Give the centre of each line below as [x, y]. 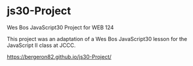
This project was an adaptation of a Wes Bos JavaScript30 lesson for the [97, 39]
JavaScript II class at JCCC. [41, 45]
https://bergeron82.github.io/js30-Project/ [59, 56]
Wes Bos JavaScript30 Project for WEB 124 [60, 27]
